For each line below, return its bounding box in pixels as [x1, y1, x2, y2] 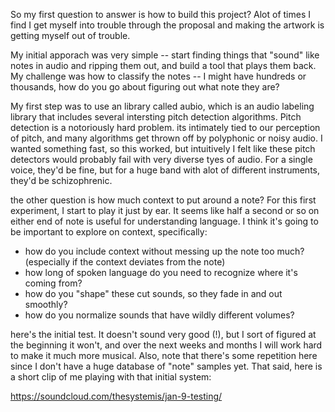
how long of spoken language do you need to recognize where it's [24, 267, 298, 278]
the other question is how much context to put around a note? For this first [10, 194, 317, 206]
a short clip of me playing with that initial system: [10, 371, 212, 383]
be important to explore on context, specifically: [10, 226, 208, 238]
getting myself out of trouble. [10, 30, 131, 41]
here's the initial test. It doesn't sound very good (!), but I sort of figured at [10, 329, 317, 340]
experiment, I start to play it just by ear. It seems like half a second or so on [10, 205, 320, 216]
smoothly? [24, 299, 68, 310]
